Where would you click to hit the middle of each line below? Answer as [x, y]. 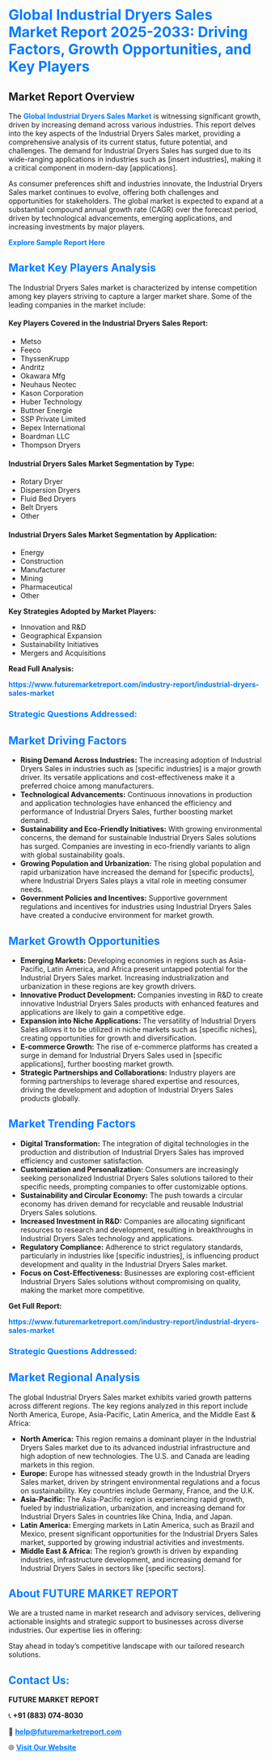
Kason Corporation [51, 393]
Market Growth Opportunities [84, 940]
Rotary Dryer [41, 481]
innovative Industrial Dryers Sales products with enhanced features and [139, 1003]
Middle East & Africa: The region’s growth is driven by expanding [129, 1551]
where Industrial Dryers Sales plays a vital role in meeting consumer [133, 881]
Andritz [32, 368]
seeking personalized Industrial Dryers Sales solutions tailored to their [137, 1178]
